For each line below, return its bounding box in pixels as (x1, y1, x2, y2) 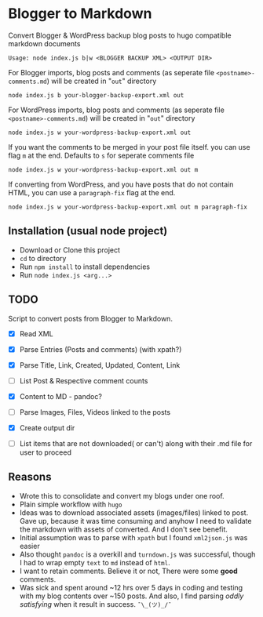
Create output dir (19, 423, 75, 432)
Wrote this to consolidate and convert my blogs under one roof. (19, 491, 225, 500)
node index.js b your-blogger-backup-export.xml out (8, 91, 184, 99)
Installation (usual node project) (8, 224, 168, 238)
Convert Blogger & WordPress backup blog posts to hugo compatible (8, 31, 232, 40)
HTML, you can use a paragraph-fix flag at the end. (8, 187, 176, 197)
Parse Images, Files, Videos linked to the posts (19, 407, 171, 416)
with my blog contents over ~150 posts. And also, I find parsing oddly (19, 591, 244, 601)
